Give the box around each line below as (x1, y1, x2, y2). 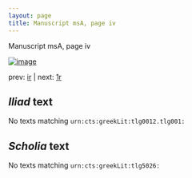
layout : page (8, 11, 52, 20)
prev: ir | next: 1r (8, 72, 62, 81)
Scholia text (8, 139, 70, 152)
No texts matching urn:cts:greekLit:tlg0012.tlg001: (8, 117, 186, 126)
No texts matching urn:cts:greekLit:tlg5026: (8, 160, 160, 170)
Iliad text (8, 95, 54, 109)
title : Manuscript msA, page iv (8, 19, 116, 27)
